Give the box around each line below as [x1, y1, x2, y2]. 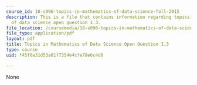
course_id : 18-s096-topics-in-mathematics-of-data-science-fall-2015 [6, 8, 180, 15]
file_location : [6, 25, 43, 31]
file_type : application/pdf [6, 30, 75, 36]
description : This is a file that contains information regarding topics [6, 14, 191, 20]
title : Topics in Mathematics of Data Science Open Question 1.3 [6, 42, 169, 47]
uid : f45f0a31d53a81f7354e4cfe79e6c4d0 [6, 52, 104, 58]
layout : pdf [6, 36, 35, 42]
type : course [6, 47, 38, 53]
